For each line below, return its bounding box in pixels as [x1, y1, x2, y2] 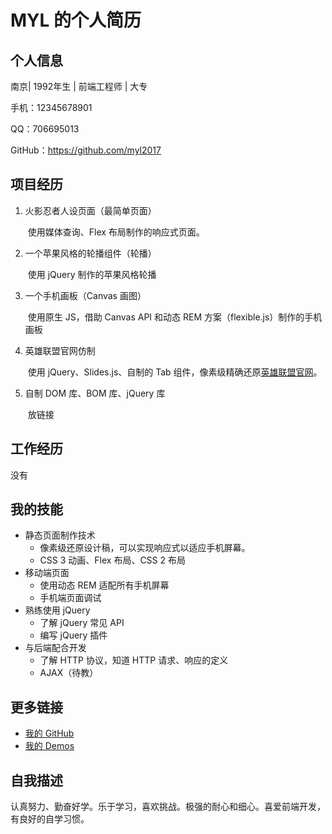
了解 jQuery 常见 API [39, 617, 125, 629]
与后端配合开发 [24, 642, 87, 654]
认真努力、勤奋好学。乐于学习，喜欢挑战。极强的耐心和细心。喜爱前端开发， [10, 801, 326, 813]
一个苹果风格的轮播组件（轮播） [24, 247, 157, 259]
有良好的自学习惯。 [10, 813, 90, 825]
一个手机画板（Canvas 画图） [24, 289, 147, 301]
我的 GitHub [24, 727, 75, 740]
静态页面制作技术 [24, 529, 96, 541]
